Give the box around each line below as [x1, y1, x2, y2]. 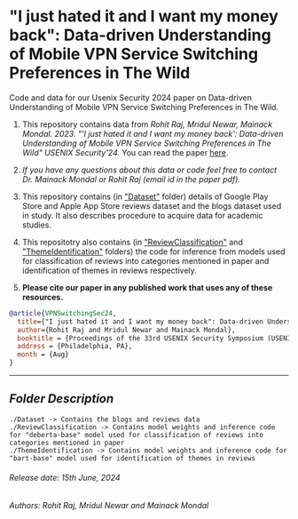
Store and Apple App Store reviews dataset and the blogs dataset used [21, 200, 282, 211]
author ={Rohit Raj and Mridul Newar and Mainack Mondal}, [17, 325, 237, 334]
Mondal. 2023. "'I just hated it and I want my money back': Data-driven [21, 128, 284, 139]
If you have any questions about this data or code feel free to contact [21, 164, 278, 175]
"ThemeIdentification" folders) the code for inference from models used [21, 246, 286, 257]
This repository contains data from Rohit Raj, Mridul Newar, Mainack [21, 118, 273, 130]
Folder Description [9, 391, 114, 406]
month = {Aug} [17, 350, 69, 359]
